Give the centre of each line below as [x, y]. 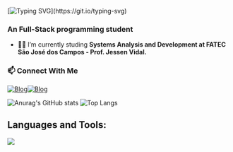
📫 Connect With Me [43, 71]
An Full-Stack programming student [70, 29]
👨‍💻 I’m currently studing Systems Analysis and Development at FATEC [121, 45]
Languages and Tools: [57, 125]
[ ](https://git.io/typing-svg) [67, 11]
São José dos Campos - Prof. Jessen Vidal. [82, 52]
